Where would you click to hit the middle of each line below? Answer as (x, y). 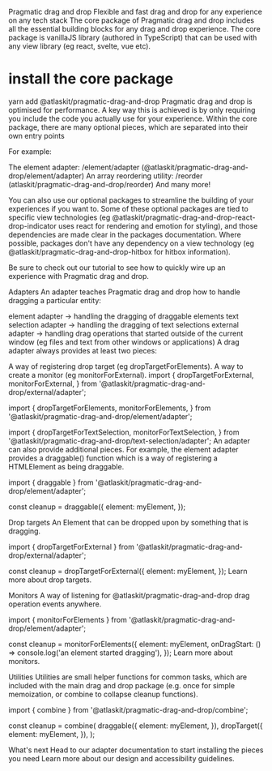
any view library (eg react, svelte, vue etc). (80, 46)
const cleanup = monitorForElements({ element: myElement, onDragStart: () (135, 644)
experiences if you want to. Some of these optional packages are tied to (128, 208)
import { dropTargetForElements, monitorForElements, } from (110, 408)
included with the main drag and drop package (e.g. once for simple (122, 685)
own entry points (36, 135)
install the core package (91, 79)
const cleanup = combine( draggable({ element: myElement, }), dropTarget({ (136, 726)
